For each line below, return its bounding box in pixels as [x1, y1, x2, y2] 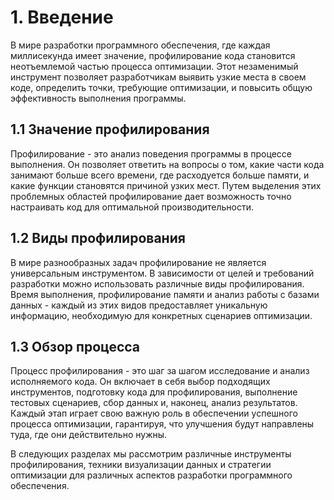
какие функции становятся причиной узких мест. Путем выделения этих [10, 179, 322, 191]
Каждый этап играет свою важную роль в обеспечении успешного [10, 407, 298, 420]
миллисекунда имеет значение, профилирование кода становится [10, 49, 296, 61]
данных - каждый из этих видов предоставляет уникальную [10, 299, 268, 311]
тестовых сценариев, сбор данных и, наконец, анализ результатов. [10, 397, 298, 409]
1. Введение [10, 6, 114, 29]
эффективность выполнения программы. [10, 92, 187, 104]
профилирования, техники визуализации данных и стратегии [10, 459, 272, 471]
